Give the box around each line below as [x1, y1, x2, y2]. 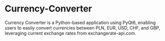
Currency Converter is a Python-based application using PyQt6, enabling [5, 19, 156, 25]
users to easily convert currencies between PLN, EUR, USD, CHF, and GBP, [5, 24, 160, 30]
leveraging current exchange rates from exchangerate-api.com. [5, 30, 136, 36]
